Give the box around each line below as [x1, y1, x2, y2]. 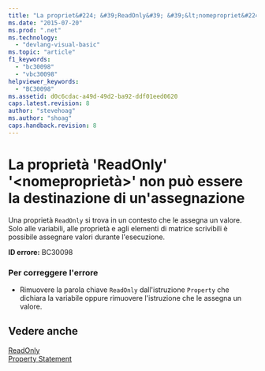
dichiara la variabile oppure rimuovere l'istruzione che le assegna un [19, 293, 242, 302]
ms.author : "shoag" [8, 114, 73, 122]
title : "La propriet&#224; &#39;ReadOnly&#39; [8, 11, 164, 20]
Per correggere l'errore [8, 267, 99, 278]
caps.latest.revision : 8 [8, 99, 90, 107]
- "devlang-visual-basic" [15, 41, 101, 49]
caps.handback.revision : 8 [8, 122, 97, 129]
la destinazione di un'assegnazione [8, 189, 245, 207]
